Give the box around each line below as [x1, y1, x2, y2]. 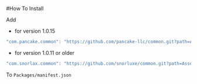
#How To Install [6, 5, 44, 12]
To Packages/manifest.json [6, 71, 72, 78]
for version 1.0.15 [14, 27, 56, 34]
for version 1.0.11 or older [14, 49, 74, 56]
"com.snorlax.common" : [6, 61, 62, 66]
